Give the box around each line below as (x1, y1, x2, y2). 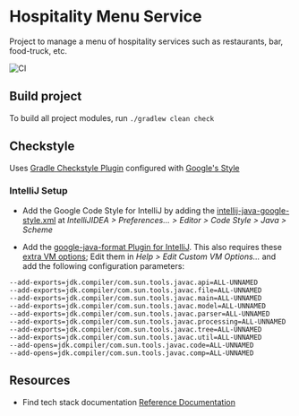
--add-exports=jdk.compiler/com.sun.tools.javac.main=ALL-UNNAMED (9, 293, 262, 302)
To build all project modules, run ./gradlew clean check (9, 112, 215, 123)
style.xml (21, 214, 56, 225)
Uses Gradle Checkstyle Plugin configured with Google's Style (9, 162, 240, 173)
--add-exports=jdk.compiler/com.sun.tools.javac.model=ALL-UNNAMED (9, 301, 267, 310)
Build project (9, 89, 82, 104)
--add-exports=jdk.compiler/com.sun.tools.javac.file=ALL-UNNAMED (9, 285, 262, 295)
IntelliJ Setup (9, 185, 69, 197)
